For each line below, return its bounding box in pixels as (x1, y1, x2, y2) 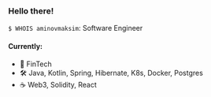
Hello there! (8, 6, 54, 17)
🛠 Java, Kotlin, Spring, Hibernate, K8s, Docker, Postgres (19, 68, 203, 77)
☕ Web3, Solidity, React (19, 80, 97, 89)
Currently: (8, 41, 43, 50)
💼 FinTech (19, 59, 53, 69)
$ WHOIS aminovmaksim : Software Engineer (8, 24, 143, 33)
